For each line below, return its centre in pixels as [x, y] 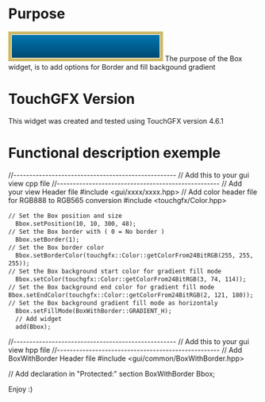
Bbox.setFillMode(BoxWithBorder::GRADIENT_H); [94, 311]
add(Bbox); [33, 327]
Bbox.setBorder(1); [48, 239]
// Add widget [38, 319]
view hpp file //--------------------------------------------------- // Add [125, 350]
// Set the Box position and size [65, 216]
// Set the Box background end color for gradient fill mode [111, 287]
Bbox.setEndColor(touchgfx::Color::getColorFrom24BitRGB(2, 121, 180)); [131, 295]
